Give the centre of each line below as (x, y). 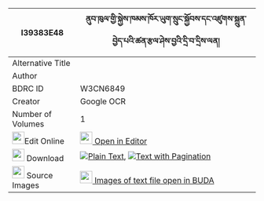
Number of (32, 114)
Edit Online (45, 141)
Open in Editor (121, 141)
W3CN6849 (103, 88)
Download (45, 158)
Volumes (28, 124)
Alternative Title (41, 63)
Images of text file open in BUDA (154, 180)
